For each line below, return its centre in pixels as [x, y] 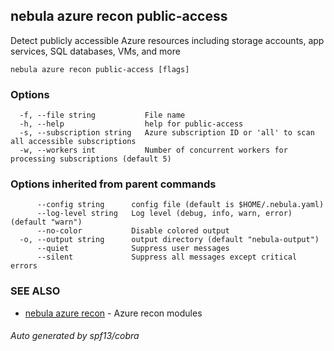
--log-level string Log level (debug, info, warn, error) [164, 214]
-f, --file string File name [102, 115]
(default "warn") [46, 222]
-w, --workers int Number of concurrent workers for [153, 150]
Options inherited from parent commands [113, 184]
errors [24, 266]
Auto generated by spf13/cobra [75, 336]
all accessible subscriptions [73, 142]
